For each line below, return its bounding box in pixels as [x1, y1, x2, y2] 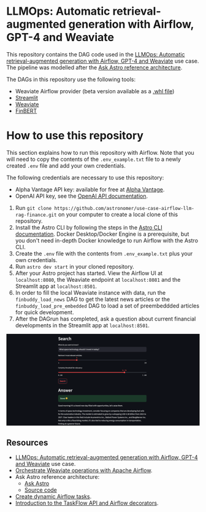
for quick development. [15, 308, 74, 316]
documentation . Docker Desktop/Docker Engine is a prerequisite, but [15, 230, 189, 238]
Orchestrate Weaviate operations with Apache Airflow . [15, 467, 153, 474]
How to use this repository [6, 129, 144, 142]
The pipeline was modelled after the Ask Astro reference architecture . [6, 63, 183, 71]
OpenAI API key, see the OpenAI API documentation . [15, 192, 148, 200]
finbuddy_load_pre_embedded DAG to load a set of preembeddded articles [15, 302, 200, 309]
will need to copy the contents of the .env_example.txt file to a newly [6, 155, 181, 163]
